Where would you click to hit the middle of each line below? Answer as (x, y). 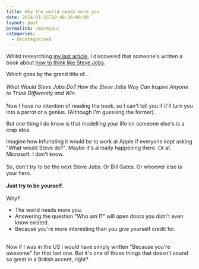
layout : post (22, 23)
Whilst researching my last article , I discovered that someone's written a (94, 56)
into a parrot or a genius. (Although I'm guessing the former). (81, 112)
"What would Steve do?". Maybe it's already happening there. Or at (88, 148)
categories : (21, 34)
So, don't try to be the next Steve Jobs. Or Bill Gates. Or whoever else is (94, 167)
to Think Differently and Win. (41, 93)
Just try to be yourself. (35, 186)
